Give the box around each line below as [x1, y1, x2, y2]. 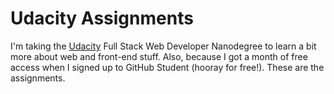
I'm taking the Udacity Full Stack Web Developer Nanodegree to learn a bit [10, 40, 317, 52]
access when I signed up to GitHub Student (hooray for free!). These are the [10, 61, 325, 73]
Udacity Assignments [10, 7, 194, 30]
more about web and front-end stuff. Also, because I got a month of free [10, 50, 308, 62]
